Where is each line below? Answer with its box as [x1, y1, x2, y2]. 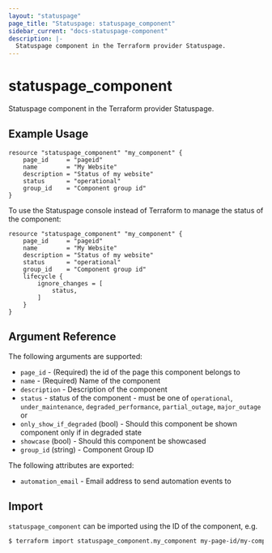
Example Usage [8, 127, 89, 141]
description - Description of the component [19, 384, 168, 394]
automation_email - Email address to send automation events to [19, 476, 232, 486]
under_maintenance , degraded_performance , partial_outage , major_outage [19, 401, 261, 411]
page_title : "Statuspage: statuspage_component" [8, 19, 176, 28]
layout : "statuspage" [8, 11, 82, 20]
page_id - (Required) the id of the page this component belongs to [19, 367, 240, 377]
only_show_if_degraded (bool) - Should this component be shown [19, 418, 237, 428]
